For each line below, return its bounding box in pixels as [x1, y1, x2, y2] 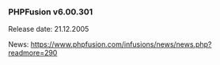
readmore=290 [8, 48, 58, 58]
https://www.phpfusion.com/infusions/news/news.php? [30, 40, 212, 49]
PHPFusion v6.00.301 [8, 6, 93, 17]
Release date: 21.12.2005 [8, 25, 89, 34]
